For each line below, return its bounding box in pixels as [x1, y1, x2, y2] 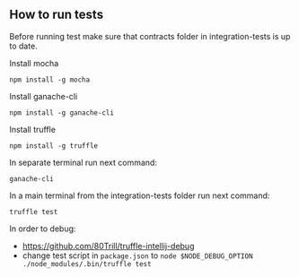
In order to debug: [9, 223, 76, 234]
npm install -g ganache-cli [9, 108, 115, 117]
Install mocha [9, 57, 59, 68]
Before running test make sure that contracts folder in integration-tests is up [9, 30, 291, 41]
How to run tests [9, 7, 104, 22]
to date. [9, 40, 38, 51]
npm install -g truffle [9, 141, 99, 151]
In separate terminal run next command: [9, 157, 157, 168]
